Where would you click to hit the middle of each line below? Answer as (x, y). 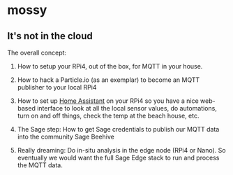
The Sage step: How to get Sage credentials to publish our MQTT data (118, 129)
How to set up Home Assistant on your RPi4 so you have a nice (108, 101)
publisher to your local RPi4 (57, 87)
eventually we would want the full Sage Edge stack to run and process (118, 157)
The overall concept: (37, 52)
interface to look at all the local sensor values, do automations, (127, 108)
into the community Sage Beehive (66, 136)
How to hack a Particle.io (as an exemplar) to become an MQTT (108, 80)
